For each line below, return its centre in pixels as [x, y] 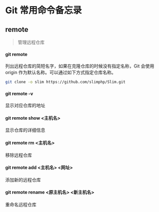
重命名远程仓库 [21, 205]
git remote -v [19, 93]
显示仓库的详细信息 [25, 130]
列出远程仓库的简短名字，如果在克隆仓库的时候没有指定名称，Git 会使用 [80, 66]
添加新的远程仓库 [23, 180]
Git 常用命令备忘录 [44, 10]
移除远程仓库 [18, 155]
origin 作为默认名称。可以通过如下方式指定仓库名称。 [61, 73]
